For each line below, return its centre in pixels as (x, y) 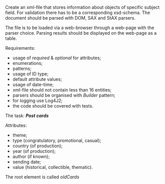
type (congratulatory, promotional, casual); (57, 141)
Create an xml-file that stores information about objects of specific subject (82, 7)
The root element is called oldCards (42, 177)
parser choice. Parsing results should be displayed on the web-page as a (81, 33)
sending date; (27, 162)
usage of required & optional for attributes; (57, 58)
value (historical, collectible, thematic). (53, 167)
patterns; (22, 68)
